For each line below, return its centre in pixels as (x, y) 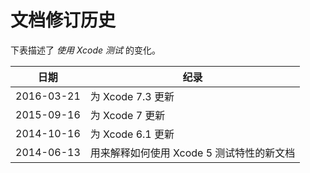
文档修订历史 (63, 20)
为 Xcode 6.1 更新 (132, 134)
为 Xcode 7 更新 (127, 115)
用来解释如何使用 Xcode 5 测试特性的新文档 (192, 153)
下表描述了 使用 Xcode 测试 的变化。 (85, 50)
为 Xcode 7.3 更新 (132, 96)
